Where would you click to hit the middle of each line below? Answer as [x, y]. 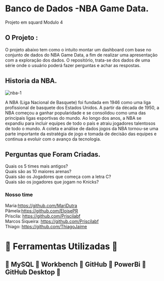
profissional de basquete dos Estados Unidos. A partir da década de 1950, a [82, 107]
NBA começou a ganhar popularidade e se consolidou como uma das [76, 113]
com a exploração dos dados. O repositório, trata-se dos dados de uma [78, 60]
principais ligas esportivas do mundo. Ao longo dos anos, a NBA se [73, 118]
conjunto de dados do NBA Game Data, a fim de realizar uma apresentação [81, 55]
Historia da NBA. [31, 81]
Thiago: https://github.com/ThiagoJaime [46, 226]
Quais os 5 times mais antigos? [36, 166]
